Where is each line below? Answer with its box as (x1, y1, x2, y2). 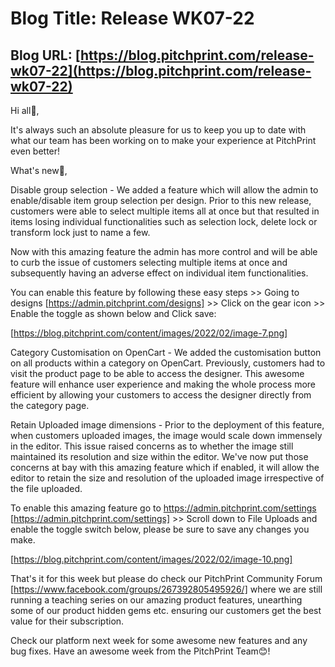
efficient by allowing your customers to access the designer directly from (10, 389, 312, 401)
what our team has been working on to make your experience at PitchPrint (10, 135, 317, 146)
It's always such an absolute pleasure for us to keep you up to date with (10, 124, 307, 136)
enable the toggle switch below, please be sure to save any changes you (10, 523, 310, 535)
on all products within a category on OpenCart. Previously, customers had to (10, 357, 326, 369)
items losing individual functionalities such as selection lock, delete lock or (10, 216, 318, 227)
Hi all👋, (10, 105, 40, 116)
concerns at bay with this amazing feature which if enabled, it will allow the (10, 462, 320, 473)
